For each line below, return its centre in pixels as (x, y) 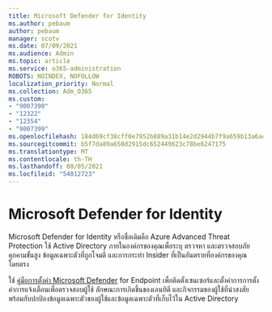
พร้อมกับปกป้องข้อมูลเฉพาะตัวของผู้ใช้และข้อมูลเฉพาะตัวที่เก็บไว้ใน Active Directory (123, 298)
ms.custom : (27, 99)
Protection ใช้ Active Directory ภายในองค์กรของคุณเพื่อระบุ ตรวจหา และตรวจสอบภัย (129, 246)
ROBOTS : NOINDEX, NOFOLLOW (54, 76)
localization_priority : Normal (61, 83)
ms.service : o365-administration (65, 69)
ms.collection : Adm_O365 (50, 91)
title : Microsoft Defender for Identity (78, 16)
